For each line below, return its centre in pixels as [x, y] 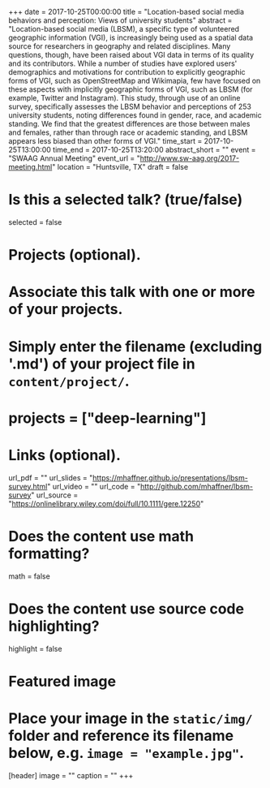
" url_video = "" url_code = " [94, 486]
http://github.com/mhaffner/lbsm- [197, 486]
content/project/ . [69, 381]
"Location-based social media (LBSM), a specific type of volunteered [124, 29]
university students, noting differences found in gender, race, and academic [135, 115]
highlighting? [54, 626]
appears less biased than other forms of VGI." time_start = [105, 141]
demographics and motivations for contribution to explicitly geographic [127, 72]
